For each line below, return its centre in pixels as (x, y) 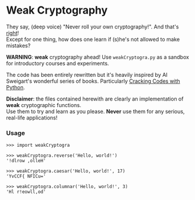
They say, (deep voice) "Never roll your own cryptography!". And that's (92, 27)
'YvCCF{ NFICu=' (26, 176)
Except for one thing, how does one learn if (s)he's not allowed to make (93, 39)
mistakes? (18, 46)
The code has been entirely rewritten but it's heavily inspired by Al (87, 75)
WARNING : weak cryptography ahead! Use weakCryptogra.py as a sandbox (97, 57)
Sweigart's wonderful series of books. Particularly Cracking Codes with (93, 81)
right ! (13, 33)
